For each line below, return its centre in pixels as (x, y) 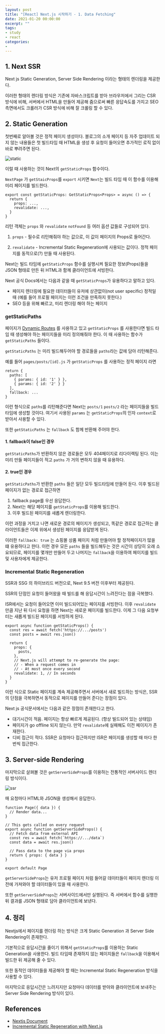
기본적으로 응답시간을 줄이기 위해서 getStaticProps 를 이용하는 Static (72, 948)
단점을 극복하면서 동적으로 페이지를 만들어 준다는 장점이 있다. (69, 698)
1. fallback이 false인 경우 (30, 442)
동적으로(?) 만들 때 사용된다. (49, 254)
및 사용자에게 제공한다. (27, 559)
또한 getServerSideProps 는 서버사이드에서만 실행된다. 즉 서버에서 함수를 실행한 (82, 895)
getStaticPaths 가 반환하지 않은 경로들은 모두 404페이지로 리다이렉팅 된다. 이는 (82, 453)
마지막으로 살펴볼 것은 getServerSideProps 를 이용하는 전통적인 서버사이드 (76, 772)
